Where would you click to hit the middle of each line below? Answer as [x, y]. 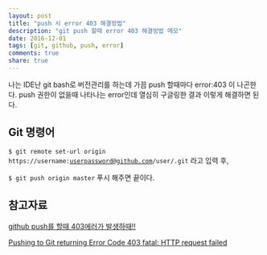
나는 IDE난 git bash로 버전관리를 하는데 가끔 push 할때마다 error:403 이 [122, 84]
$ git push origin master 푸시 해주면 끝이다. [82, 177]
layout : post [30, 16]
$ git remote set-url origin [57, 151]
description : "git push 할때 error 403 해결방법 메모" [95, 31]
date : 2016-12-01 [37, 38]
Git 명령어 [32, 132]
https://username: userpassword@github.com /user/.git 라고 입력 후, [119, 160]
